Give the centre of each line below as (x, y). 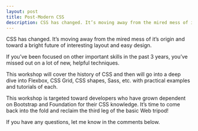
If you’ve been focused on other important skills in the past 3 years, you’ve (97, 57)
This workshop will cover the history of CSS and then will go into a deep (93, 75)
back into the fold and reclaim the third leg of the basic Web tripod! (88, 111)
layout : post (22, 11)
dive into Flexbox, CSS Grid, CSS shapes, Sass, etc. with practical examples (98, 80)
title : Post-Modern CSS (35, 17)
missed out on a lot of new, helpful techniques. (63, 63)
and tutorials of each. (32, 87)
